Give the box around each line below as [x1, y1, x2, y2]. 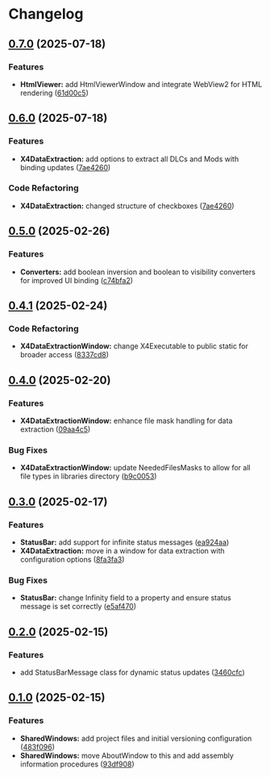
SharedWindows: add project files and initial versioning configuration [19, 733, 252, 743]
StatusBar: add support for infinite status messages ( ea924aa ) [19, 537, 230, 547]
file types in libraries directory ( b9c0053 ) [19, 471, 157, 481]
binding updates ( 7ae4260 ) [19, 162, 111, 172]
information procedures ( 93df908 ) [19, 759, 135, 769]
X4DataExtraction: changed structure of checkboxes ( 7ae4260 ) [19, 201, 235, 211]
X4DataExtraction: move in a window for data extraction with [19, 545, 225, 555]
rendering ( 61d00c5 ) [19, 88, 89, 98]
